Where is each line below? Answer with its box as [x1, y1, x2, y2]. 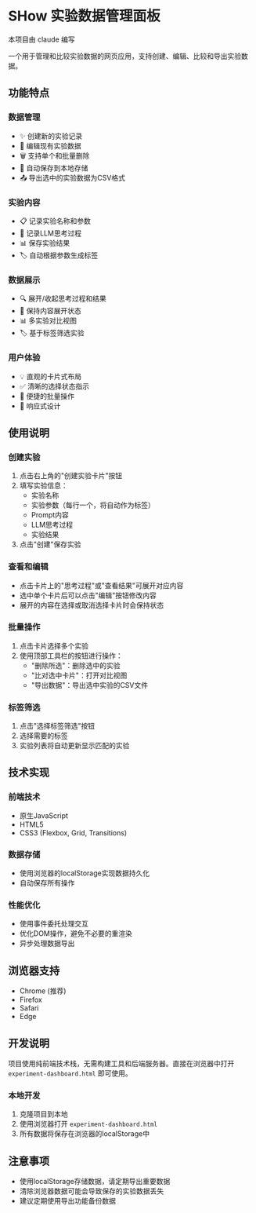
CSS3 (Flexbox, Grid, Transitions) [19, 828, 128, 837]
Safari [19, 1003, 39, 1013]
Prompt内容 [31, 510, 69, 520]
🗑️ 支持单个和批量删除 [19, 151, 90, 160]
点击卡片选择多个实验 [19, 641, 88, 650]
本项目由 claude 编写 [8, 35, 76, 44]
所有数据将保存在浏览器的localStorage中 [19, 1129, 150, 1138]
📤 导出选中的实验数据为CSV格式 [19, 173, 125, 182]
